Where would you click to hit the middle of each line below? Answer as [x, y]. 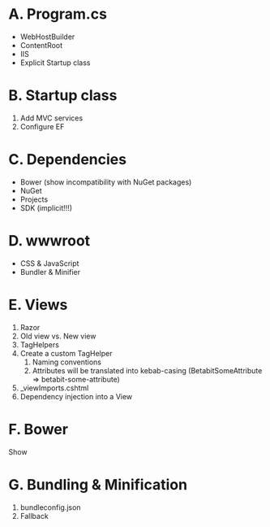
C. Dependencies [68, 160]
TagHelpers [39, 344]
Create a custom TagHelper [66, 353]
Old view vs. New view [58, 336]
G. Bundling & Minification [98, 484]
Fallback [34, 516]
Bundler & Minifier [50, 272]
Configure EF [42, 126]
